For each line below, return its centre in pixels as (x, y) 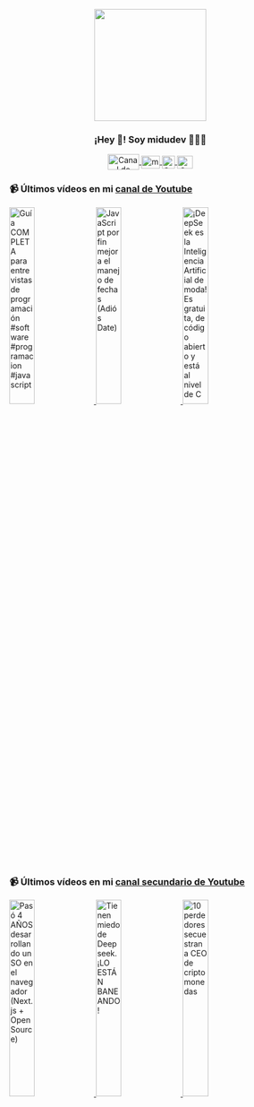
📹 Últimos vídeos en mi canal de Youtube (101, 189)
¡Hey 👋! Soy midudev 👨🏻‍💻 (150, 139)
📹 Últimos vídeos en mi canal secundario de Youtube (127, 881)
